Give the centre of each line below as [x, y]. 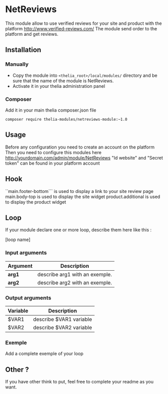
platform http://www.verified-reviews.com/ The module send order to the [81, 28]
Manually [17, 64]
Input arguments [26, 253]
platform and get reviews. [32, 34]
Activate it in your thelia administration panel [59, 86]
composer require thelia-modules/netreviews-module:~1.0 [66, 119]
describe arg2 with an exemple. [75, 282]
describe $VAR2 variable [63, 327]
